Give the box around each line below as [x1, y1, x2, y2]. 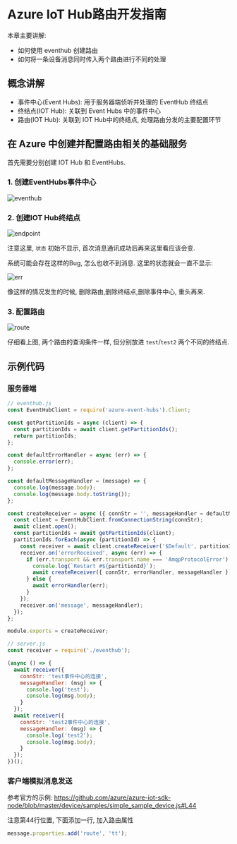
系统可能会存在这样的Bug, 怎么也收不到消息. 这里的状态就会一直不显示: [7, 259, 213, 267]
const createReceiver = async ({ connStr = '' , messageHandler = [7, 510, 203, 517]
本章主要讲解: [7, 31, 47, 40]
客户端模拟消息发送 [7, 776, 73, 785]
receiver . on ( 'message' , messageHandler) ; [20, 601, 143, 609]
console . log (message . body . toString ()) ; [13, 490, 131, 498]
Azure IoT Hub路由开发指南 [7, 6, 167, 23]
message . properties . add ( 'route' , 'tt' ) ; [7, 830, 128, 837]
